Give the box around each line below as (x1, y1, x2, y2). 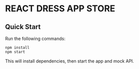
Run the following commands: (5, 35, 66, 41)
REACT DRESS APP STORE (5, 3, 115, 14)
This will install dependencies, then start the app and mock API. (5, 58, 134, 64)
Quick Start (5, 23, 41, 31)
